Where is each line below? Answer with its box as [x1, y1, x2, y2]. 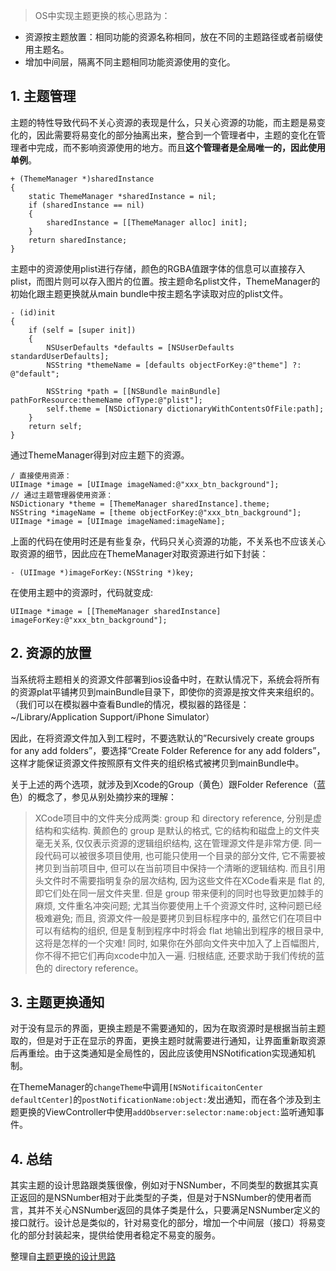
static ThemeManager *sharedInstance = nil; [28, 191, 217, 201]
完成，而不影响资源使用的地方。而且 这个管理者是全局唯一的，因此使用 [36, 141, 326, 153]
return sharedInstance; [28, 235, 128, 245]
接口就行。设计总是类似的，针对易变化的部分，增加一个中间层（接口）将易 [10, 1217, 317, 1229]
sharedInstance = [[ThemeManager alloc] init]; [46, 217, 248, 228]
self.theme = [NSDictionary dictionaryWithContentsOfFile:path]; [46, 404, 325, 414]
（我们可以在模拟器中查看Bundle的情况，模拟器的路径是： [10, 698, 250, 710]
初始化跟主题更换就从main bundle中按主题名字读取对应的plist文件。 [10, 287, 289, 299]
